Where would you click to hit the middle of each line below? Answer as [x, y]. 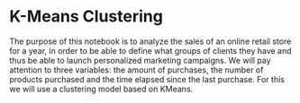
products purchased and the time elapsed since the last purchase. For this [147, 79]
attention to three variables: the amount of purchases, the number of [136, 70]
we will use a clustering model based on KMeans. [101, 89]
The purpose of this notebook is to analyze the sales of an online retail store [150, 41]
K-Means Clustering [86, 17]
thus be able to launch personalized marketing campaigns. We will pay [141, 60]
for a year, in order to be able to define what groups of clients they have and [150, 50]
